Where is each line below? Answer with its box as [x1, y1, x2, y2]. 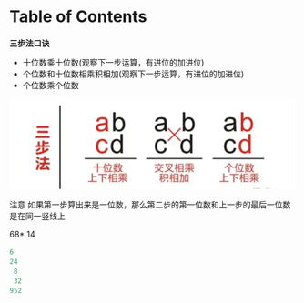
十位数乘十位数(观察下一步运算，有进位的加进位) [22, 56, 205, 67]
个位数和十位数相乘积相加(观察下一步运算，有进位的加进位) [22, 68, 245, 79]
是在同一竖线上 [9, 211, 66, 222]
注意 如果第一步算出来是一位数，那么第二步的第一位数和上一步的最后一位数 [9, 199, 291, 210]
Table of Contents [9, 6, 147, 27]
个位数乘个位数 [22, 79, 79, 90]
